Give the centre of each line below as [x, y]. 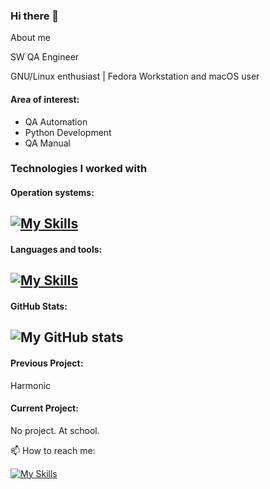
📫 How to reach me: [53, 450]
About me [30, 38]
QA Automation [56, 121]
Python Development [68, 132]
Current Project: [44, 408]
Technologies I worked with [79, 169]
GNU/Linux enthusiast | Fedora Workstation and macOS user [135, 76]
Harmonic [31, 385]
